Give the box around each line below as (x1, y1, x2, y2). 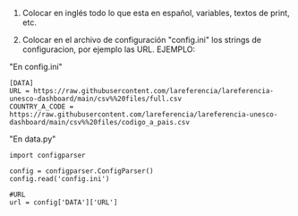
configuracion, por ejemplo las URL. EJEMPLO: (21, 44, 196, 55)
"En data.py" (9, 134, 56, 144)
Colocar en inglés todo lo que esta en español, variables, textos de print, (21, 8, 290, 18)
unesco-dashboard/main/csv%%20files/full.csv (9, 94, 182, 103)
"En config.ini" (9, 62, 63, 72)
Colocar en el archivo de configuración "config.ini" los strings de (21, 35, 262, 45)
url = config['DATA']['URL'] (9, 198, 118, 207)
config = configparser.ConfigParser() (9, 167, 154, 176)
